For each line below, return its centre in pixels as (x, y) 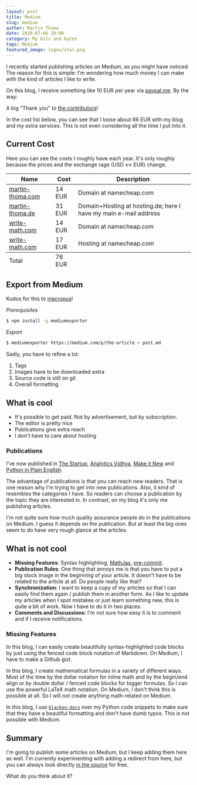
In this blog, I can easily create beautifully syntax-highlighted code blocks (95, 647)
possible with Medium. (33, 720)
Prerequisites (22, 310)
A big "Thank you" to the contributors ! (52, 108)
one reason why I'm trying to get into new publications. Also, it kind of (90, 488)
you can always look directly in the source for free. (67, 765)
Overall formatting (36, 384)
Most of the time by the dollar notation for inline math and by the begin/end (97, 677)
